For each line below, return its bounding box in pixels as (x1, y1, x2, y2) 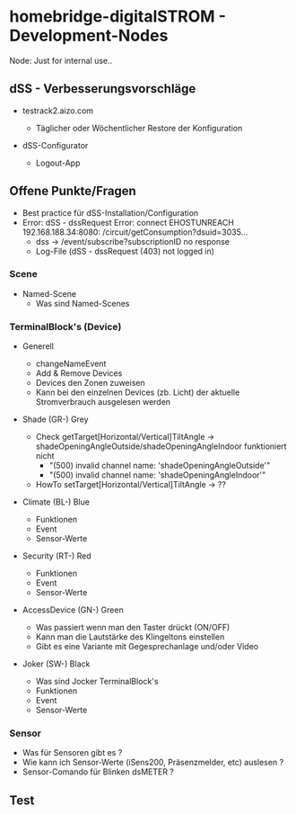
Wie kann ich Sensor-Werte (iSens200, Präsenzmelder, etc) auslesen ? (22, 757, 284, 768)
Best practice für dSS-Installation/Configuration (22, 207, 199, 218)
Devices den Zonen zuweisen (35, 378, 145, 389)
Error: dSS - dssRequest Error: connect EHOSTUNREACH (22, 217, 235, 228)
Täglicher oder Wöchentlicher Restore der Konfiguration (35, 122, 243, 133)
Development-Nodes (9, 25, 169, 46)
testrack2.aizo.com (22, 105, 94, 116)
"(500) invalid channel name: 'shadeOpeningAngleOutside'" (48, 461, 271, 471)
